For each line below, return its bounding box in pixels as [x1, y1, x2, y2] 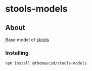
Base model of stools [5, 37, 50, 43]
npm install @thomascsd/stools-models [5, 61, 87, 66]
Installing [5, 49, 29, 56]
